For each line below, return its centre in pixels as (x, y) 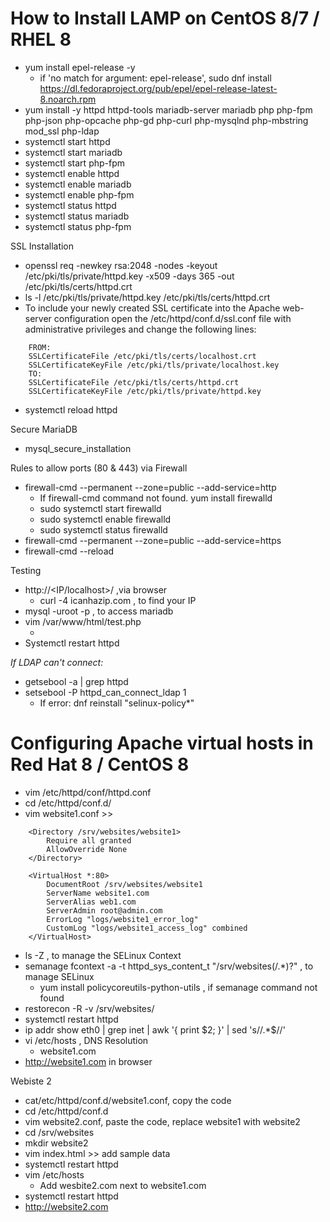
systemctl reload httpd (71, 409)
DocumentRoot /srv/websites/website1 (124, 884)
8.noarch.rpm (68, 99)
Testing (26, 570)
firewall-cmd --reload (69, 551)
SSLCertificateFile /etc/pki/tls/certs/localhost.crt (142, 356)
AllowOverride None (87, 849)
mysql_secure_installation (78, 448)
